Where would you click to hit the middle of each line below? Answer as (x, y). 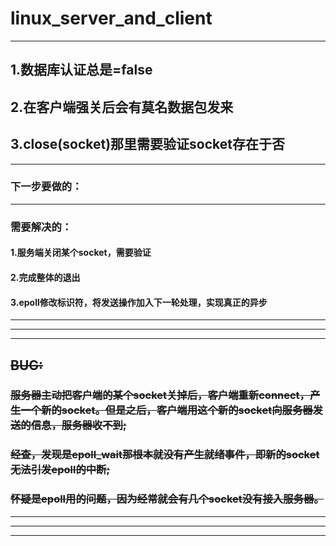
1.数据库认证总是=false (81, 70)
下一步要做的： (46, 187)
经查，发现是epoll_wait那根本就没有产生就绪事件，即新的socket (165, 455)
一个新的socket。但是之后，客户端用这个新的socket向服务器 (166, 410)
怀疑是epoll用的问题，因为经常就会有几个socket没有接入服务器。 (167, 499)
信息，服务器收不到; (78, 425)
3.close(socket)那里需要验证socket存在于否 (147, 144)
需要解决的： (41, 227)
